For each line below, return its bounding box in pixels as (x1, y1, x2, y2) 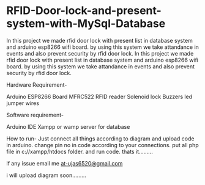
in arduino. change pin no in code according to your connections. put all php (6, 141, 199, 148)
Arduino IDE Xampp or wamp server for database (6, 123, 130, 130)
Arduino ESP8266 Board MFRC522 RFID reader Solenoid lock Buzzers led (6, 93, 193, 100)
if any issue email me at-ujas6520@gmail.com (6, 159, 123, 167)
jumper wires (6, 99, 40, 107)
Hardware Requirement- (6, 81, 67, 89)
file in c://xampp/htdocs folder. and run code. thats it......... (6, 148, 153, 155)
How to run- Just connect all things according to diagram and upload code (6, 135, 195, 142)
